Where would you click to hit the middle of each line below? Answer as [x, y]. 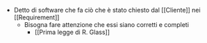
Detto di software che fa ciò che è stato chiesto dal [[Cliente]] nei [107, 10]
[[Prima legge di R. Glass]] [72, 32]
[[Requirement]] [36, 17]
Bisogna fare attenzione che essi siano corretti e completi [107, 25]
